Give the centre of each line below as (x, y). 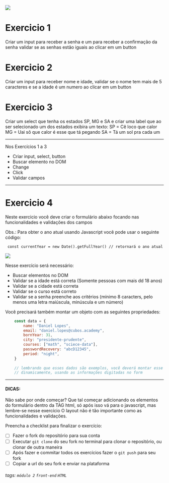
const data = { (30, 321)
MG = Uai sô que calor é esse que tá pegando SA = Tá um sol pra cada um (83, 132)
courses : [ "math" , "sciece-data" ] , (61, 345)
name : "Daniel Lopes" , (47, 326)
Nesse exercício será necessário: (40, 265)
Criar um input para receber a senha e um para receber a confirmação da (81, 42)
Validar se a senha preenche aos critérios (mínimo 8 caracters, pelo (82, 297)
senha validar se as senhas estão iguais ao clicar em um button (71, 47)
